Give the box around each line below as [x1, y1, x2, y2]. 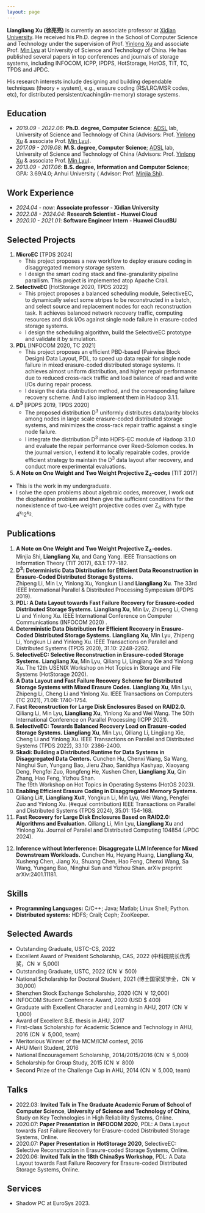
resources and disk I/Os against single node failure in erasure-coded [24, 316, 198, 323]
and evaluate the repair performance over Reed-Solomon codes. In [24, 442, 194, 450]
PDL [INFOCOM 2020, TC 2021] [15, 342, 96, 349]
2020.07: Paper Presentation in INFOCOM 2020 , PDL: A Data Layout [15, 1120, 190, 1127]
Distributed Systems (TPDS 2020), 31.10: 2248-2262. [15, 645, 149, 652]
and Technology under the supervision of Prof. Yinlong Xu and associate [7, 40, 189, 47]
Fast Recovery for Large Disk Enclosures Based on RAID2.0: [15, 813, 171, 821]
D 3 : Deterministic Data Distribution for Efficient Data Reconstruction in [15, 566, 199, 574]
